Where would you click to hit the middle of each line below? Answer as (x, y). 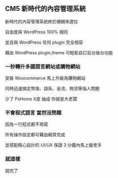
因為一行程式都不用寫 (26, 124)
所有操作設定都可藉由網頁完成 (35, 135)
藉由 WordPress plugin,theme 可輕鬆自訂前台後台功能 (59, 52)
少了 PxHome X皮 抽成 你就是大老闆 (41, 99)
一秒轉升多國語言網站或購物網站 (43, 67)
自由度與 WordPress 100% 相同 (36, 32)
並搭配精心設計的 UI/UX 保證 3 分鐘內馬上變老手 (53, 145)
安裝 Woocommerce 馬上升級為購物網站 (45, 78)
